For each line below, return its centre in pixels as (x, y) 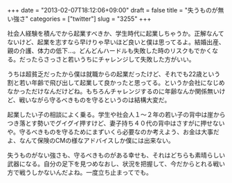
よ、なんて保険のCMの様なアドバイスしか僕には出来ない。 (91, 141)
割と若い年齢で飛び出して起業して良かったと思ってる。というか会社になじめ (116, 83)
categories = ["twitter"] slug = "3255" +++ (91, 19)
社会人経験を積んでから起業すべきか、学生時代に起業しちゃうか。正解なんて (116, 33)
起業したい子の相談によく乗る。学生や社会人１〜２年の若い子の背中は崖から (116, 115)
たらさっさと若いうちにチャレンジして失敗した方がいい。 (113, 59)
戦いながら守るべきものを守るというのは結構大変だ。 (95, 100)
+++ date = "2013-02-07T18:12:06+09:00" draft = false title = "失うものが (113, 10)
